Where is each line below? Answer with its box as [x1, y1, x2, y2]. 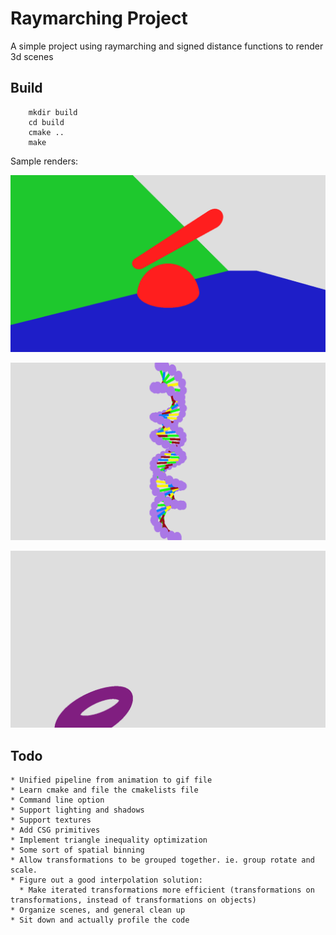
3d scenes [10, 50, 54, 62]
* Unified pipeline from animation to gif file [10, 775, 213, 786]
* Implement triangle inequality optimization [10, 835, 208, 846]
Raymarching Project [10, 7, 188, 30]
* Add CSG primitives [10, 825, 101, 836]
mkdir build [28, 107, 78, 117]
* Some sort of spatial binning [10, 845, 145, 856]
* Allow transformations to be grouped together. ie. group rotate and [10, 855, 315, 866]
